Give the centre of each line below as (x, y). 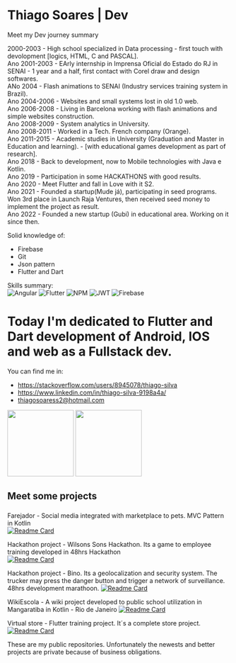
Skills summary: (30, 285)
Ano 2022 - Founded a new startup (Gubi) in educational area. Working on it (118, 214)
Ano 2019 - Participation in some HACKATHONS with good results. (104, 176)
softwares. (23, 79)
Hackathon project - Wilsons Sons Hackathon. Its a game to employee (110, 545)
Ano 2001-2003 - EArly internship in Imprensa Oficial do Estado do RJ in (113, 63)
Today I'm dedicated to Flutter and (110, 322)
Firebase (30, 249)
